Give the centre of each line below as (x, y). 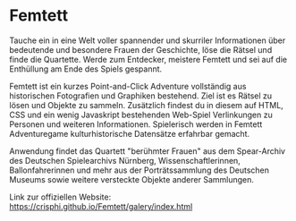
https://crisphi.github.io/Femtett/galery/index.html (101, 206)
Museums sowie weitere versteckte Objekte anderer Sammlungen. (132, 179)
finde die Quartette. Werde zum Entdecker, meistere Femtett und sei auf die (148, 59)
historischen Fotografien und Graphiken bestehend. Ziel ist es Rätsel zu (141, 96)
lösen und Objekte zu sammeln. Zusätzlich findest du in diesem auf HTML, (146, 105)
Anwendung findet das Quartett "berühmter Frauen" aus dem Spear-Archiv (148, 151)
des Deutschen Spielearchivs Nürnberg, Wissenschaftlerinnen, (125, 160)
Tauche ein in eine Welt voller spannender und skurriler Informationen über (148, 40)
